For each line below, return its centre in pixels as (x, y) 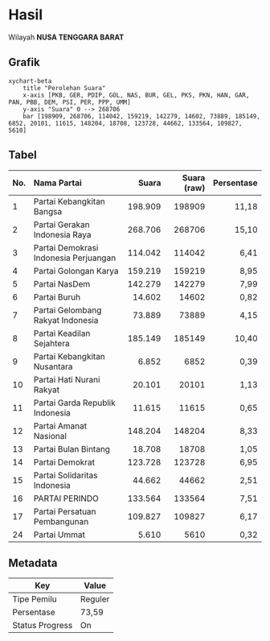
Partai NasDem (62, 283)
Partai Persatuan (65, 511)
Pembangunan (61, 521)
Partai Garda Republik (74, 403)
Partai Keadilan (62, 333)
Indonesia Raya (62, 234)
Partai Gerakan (61, 225)
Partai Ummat (59, 535)
